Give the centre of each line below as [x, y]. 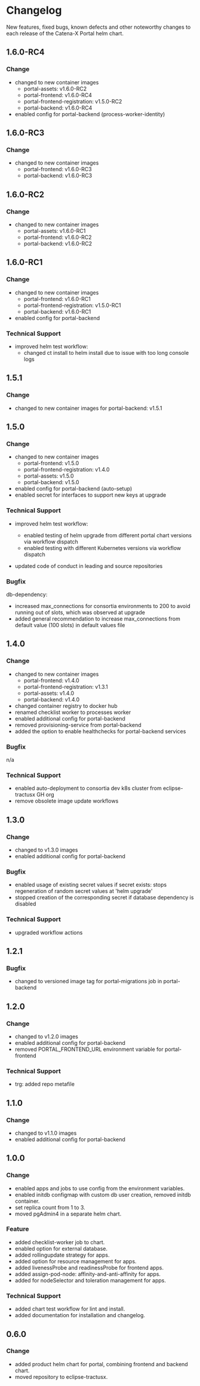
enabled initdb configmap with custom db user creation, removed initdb [103, 1194]
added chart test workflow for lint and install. [70, 1309]
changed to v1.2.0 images [47, 1037]
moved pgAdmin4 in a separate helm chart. [68, 1214]
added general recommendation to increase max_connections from [97, 618]
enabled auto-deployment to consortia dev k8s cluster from [88, 788]
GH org [46, 795]
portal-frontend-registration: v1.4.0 [67, 470]
